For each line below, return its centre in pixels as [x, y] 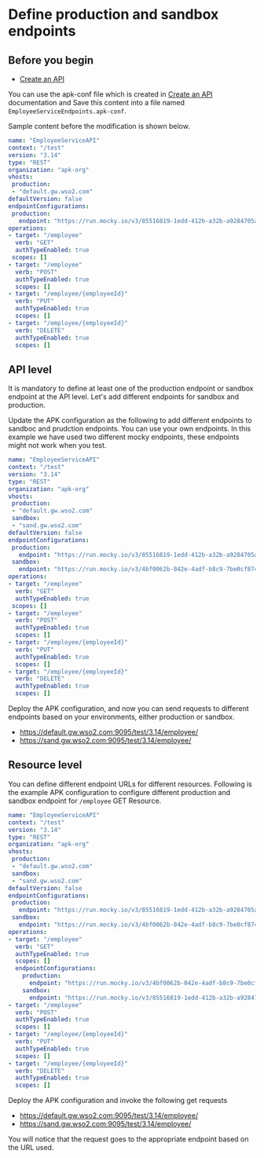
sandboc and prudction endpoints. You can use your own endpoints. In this [130, 429]
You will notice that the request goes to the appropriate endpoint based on [128, 1139]
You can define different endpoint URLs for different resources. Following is [130, 784]
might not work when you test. [57, 445]
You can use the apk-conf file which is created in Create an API [111, 94]
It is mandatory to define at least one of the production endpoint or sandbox [131, 388]
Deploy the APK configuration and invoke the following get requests [118, 1101]
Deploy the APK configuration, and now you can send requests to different [128, 709]
